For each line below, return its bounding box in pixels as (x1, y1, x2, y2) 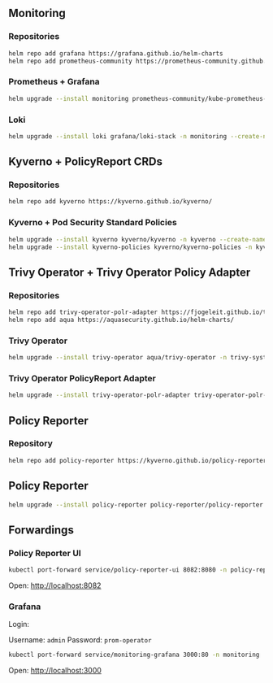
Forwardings (8, 523, 75, 537)
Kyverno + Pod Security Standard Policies (8, 217, 177, 228)
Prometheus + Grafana (8, 76, 100, 88)
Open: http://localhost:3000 (8, 666, 102, 676)
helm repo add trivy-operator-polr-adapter (8, 308, 158, 316)
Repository (8, 438, 53, 450)
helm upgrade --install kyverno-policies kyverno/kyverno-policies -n (8, 243, 253, 251)
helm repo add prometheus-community (8, 57, 132, 65)
